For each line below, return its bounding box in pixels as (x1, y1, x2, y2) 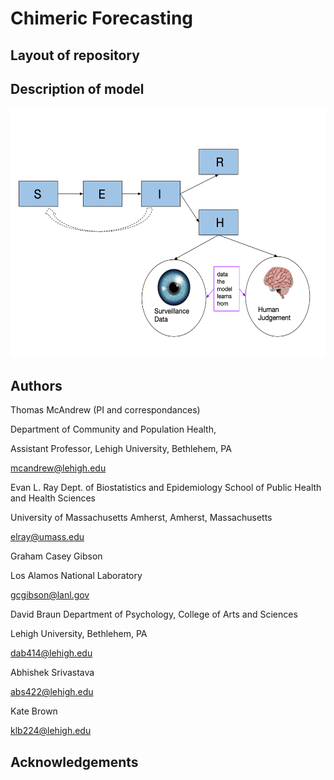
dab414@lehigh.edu (10, 647, 93, 659)
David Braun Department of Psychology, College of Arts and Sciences (10, 608, 298, 621)
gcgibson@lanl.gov (10, 589, 90, 601)
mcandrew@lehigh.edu (10, 462, 107, 474)
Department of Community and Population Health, (10, 423, 217, 436)
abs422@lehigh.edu (10, 686, 94, 698)
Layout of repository (10, 47, 140, 64)
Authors (10, 377, 63, 394)
